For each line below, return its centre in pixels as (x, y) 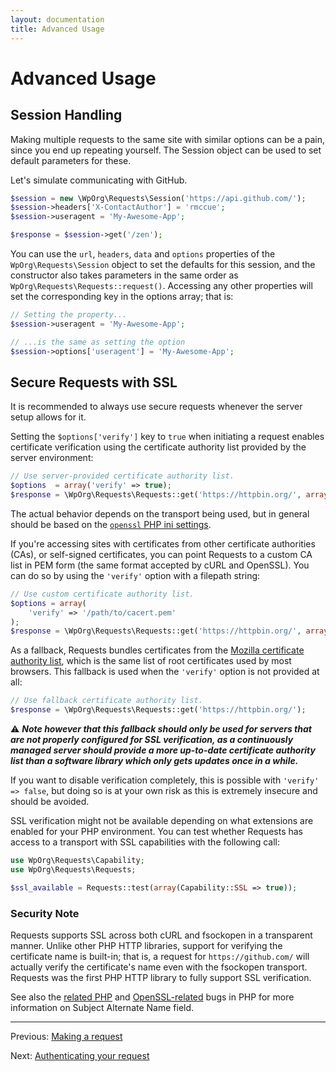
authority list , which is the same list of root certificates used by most (151, 661)
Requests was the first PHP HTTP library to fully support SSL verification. (161, 977)
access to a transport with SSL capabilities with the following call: (145, 842)
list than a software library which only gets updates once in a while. (154, 761)
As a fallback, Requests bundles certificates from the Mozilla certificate (157, 650)
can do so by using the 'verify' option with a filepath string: (135, 575)
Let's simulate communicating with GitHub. (99, 180)
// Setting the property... (69, 315)
